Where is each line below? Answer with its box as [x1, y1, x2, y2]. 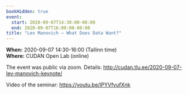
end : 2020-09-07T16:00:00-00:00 [11, 25, 91, 31]
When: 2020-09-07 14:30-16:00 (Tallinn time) [6, 46, 117, 53]
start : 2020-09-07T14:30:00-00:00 [11, 19, 95, 25]
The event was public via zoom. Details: [6, 64, 102, 71]
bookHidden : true [6, 8, 49, 15]
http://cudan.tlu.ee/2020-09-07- [103, 64, 183, 71]
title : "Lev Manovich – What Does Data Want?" [6, 30, 122, 36]
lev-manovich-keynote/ [6, 70, 63, 77]
